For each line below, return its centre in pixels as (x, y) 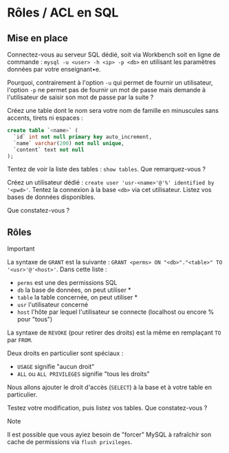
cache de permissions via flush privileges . (70, 442)
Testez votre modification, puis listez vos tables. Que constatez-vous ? (107, 408)
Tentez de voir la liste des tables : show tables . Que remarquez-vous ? (107, 169)
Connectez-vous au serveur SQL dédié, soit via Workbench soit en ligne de (114, 54)
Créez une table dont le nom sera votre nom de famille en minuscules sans (113, 110)
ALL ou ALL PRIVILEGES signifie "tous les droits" (83, 374)
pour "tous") (35, 319)
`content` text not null (49, 149)
